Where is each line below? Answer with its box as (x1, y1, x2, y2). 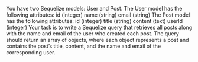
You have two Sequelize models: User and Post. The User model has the (6, 5, 183, 12)
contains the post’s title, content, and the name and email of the (6, 43, 161, 50)
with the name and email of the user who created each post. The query (6, 30, 179, 37)
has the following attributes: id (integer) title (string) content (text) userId (6, 18, 183, 24)
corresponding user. (6, 49, 56, 56)
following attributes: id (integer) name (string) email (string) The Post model (6, 11, 190, 18)
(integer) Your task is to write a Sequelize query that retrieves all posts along (6, 24, 193, 31)
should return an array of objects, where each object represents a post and (6, 37, 189, 43)
